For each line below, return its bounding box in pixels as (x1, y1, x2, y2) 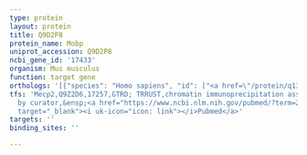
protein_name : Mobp (9, 38, 84, 48)
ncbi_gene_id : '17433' (9, 56, 96, 65)
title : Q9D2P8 (9, 30, 64, 39)
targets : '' (9, 115, 55, 124)
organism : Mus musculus (9, 65, 101, 74)
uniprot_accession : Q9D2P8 (9, 47, 112, 57)
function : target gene (9, 73, 96, 82)
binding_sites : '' (9, 124, 79, 133)
